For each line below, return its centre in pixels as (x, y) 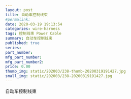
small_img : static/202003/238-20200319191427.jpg (59, 76)
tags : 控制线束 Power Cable (34, 34)
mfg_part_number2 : (25, 62)
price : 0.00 (18, 67)
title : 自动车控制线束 (27, 15)
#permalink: (18, 19)
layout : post (19, 10)
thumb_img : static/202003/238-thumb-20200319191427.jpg (65, 72)
